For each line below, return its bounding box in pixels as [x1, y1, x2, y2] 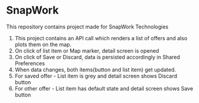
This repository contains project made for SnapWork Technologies [6, 23, 169, 30]
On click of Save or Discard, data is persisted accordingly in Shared [14, 53, 180, 60]
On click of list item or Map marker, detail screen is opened [14, 47, 159, 54]
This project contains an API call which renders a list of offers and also [14, 34, 188, 41]
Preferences [14, 60, 45, 67]
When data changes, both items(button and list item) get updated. [14, 66, 176, 73]
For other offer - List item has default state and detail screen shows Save [14, 85, 194, 92]
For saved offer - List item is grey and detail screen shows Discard [14, 72, 178, 79]
